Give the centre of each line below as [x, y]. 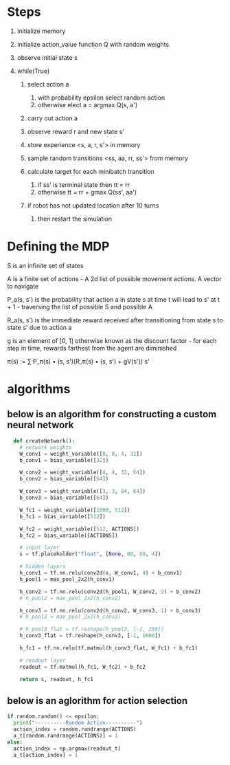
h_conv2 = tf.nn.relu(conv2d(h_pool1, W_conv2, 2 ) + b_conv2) [110, 592]
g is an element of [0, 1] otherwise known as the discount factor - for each [112, 340]
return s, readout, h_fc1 [57, 679]
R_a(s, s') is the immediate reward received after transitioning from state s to [115, 320]
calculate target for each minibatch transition [91, 171]
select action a [48, 84]
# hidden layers [43, 567]
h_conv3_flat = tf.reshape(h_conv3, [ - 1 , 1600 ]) [90, 636]
